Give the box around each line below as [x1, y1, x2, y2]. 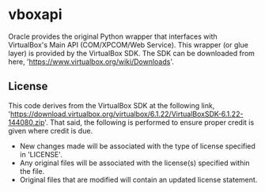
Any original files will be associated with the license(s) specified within [19, 158, 251, 168]
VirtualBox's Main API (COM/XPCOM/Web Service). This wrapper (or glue [8, 40, 249, 49]
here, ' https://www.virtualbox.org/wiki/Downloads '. [8, 57, 174, 66]
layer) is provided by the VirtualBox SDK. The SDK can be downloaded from [8, 48, 256, 58]
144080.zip [8, 117, 45, 127]
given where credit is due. [8, 126, 93, 135]
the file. [19, 166, 45, 175]
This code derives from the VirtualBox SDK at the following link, [8, 100, 215, 110]
